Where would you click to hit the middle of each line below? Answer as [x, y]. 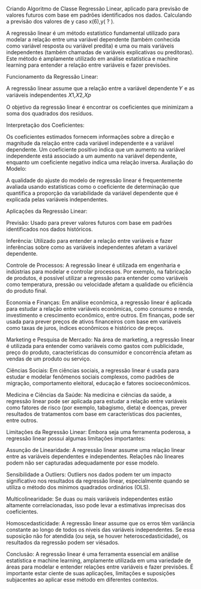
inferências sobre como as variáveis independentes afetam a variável [92, 247]
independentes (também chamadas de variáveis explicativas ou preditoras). [100, 52]
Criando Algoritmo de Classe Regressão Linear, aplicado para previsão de [97, 9]
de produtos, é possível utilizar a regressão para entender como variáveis [97, 278]
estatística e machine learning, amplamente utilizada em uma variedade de [99, 560]
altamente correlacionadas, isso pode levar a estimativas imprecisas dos [96, 505]
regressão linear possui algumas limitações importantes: [76, 438]
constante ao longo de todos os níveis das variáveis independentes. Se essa [100, 529]
